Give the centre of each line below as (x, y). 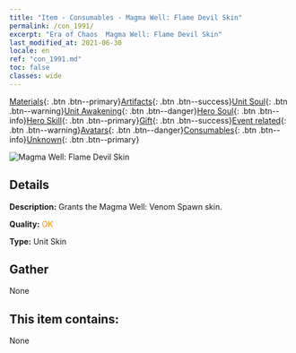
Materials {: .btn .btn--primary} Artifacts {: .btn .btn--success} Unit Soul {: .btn (149, 101)
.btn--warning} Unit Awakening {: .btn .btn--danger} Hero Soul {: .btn (133, 111)
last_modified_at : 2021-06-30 (66, 43)
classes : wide (36, 76)
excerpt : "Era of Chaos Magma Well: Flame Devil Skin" (116, 34)
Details (29, 185)
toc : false (30, 68)
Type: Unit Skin (38, 241)
